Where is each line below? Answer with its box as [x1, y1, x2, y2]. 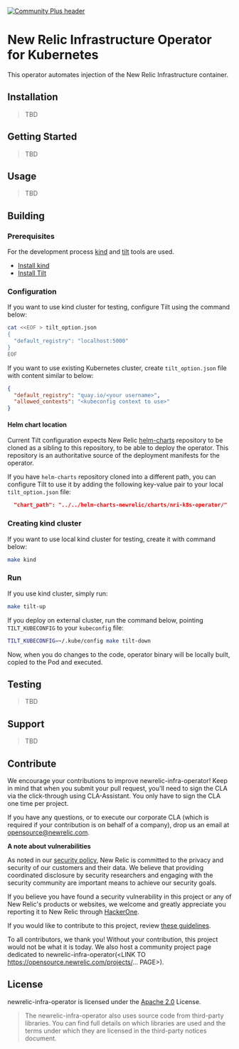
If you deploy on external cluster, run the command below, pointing [7, 615, 204, 624]
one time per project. [7, 799, 69, 807]
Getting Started [7, 131, 78, 143]
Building [7, 210, 45, 222]
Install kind [17, 261, 50, 270]
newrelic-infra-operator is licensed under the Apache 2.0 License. [7, 997, 201, 1005]
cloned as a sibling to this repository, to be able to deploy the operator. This [7, 444, 229, 452]
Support [7, 717, 45, 730]
